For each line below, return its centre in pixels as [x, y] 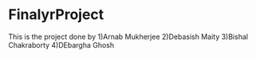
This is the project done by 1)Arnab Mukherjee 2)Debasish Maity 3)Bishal [128, 37]
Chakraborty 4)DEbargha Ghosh [61, 44]
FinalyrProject [56, 15]
